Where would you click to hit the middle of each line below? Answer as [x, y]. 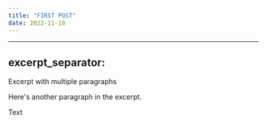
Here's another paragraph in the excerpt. [75, 97]
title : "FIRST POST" [43, 15]
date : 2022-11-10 [37, 23]
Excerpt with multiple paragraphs [62, 82]
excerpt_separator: [57, 62]
